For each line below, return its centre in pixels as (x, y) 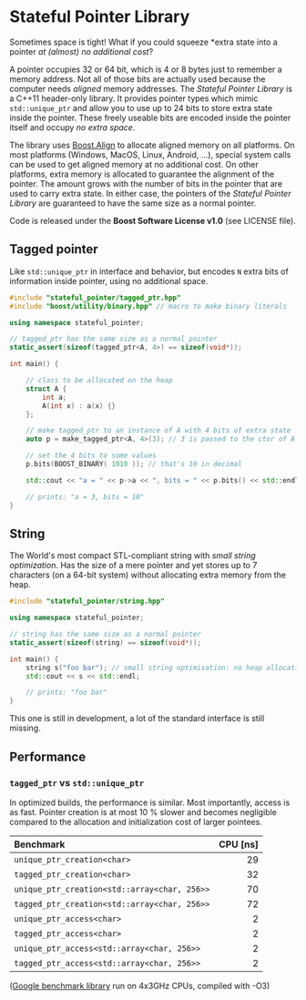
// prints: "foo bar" (66, 693)
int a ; (55, 397)
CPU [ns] (239, 844)
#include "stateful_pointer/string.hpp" (87, 602)
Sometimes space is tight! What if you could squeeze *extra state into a (143, 42)
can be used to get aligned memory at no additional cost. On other (134, 164)
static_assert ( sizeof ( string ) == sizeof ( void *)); (106, 643)
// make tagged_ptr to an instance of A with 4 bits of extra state (158, 431)
